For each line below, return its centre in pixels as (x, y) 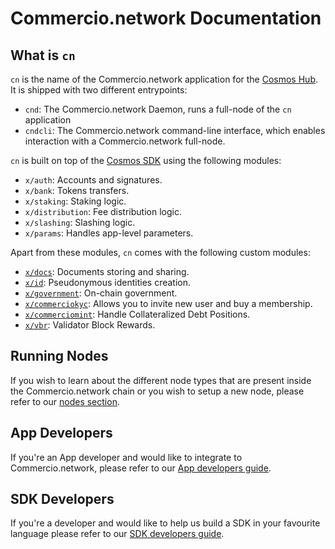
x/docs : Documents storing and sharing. (107, 271)
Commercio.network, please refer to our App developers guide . (141, 468)
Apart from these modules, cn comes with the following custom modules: (160, 252)
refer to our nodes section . (65, 401)
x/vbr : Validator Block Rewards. (90, 325)
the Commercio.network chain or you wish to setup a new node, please (157, 391)
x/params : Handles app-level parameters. (109, 233)
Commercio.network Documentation (166, 18)
